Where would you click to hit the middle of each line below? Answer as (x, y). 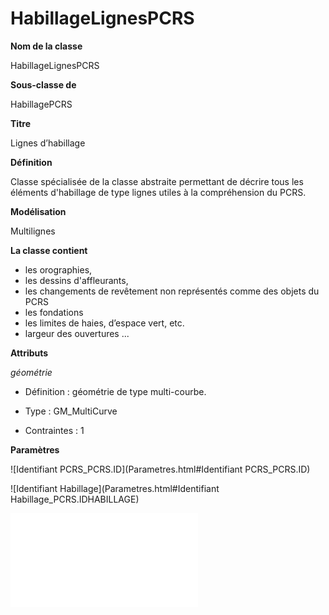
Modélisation (38, 211)
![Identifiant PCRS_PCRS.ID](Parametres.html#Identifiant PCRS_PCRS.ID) (160, 469)
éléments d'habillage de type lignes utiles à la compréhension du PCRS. (158, 192)
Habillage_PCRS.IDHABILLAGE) (75, 499)
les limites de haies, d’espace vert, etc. (104, 323)
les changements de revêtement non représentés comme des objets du (172, 291)
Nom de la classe (46, 46)
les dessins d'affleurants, (76, 280)
